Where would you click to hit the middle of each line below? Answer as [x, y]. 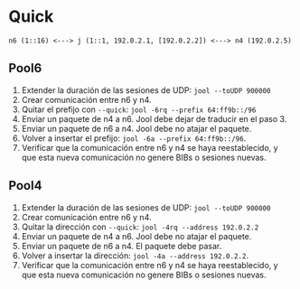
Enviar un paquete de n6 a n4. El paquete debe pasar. [122, 246]
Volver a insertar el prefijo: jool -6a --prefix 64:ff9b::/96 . [134, 138]
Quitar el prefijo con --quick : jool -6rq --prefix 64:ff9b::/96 [139, 109]
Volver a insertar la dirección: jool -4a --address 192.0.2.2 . [135, 256]
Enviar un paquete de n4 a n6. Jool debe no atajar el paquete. [136, 236]
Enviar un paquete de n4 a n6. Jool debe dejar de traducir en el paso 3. [154, 118]
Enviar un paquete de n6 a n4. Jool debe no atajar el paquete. [136, 128]
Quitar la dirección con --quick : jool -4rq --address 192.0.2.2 [140, 227]
